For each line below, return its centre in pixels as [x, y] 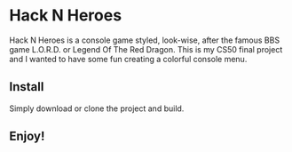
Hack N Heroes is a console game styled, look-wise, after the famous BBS [145, 40]
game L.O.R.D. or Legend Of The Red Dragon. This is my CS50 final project [146, 49]
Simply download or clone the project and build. [97, 108]
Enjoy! [27, 136]
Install [27, 87]
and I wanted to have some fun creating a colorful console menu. [128, 59]
